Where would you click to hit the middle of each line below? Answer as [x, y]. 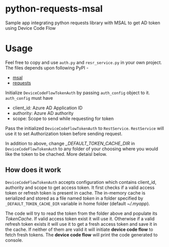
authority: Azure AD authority [43, 113]
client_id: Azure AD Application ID [47, 108]
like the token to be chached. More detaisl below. [56, 154]
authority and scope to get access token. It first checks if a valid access [80, 188]
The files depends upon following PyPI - [47, 68]
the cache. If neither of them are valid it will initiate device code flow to [79, 229]
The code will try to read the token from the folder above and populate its [81, 213]
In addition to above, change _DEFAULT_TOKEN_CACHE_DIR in [70, 143]
